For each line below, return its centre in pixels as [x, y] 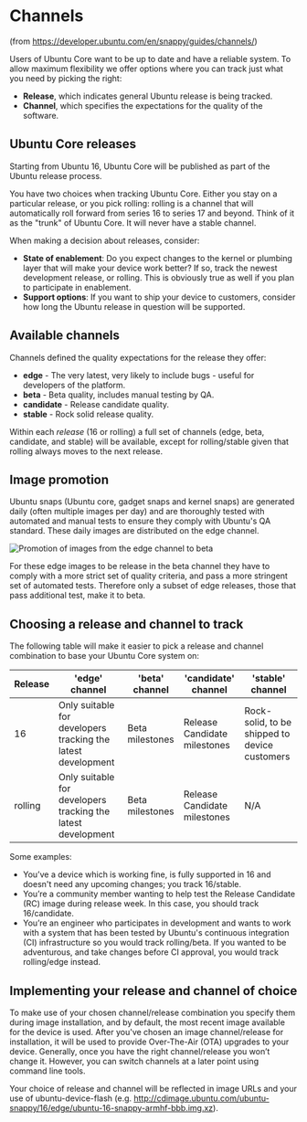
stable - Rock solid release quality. [88, 414]
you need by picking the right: [66, 78]
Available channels [65, 336]
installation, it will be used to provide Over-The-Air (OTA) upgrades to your [149, 1042]
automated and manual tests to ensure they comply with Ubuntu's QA [140, 521]
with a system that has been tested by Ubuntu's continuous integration [156, 933]
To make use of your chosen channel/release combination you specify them [152, 1012]
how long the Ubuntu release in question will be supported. [134, 306]
